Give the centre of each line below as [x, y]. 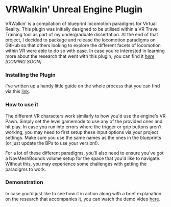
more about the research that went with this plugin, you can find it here [80, 56]
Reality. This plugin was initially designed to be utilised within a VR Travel [82, 29]
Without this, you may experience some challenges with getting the [76, 164]
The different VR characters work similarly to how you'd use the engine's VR [86, 116]
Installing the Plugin [31, 75]
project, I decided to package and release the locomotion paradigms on [80, 40]
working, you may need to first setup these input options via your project [82, 132]
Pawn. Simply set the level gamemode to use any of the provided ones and [84, 121]
